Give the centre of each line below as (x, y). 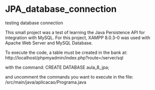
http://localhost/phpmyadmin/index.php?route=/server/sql (64, 57)
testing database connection (34, 23)
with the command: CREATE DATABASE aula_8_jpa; (57, 67)
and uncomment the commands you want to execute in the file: (69, 77)
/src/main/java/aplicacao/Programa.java (46, 82)
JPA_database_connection (61, 9)
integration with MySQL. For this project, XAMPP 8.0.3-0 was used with (78, 38)
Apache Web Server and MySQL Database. (49, 43)
